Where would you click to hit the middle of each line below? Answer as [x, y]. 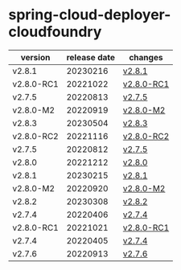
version [35, 57]
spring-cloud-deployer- [90, 15]
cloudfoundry [55, 32]
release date [90, 57]
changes [146, 57]
